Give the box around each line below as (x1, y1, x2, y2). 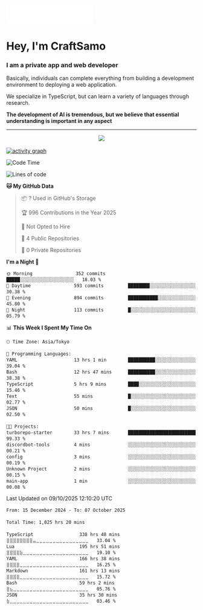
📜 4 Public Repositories (21, 235, 80, 242)
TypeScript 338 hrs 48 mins (6, 532, 120, 538)
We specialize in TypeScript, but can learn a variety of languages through (6, 93, 189, 100)
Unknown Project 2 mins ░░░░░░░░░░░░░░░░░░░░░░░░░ (6, 466, 196, 472)
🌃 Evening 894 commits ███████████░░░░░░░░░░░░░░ (6, 295, 196, 301)
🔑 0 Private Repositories (21, 247, 82, 254)
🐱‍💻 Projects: (6, 423, 39, 430)
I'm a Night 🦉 (6, 258, 39, 265)
